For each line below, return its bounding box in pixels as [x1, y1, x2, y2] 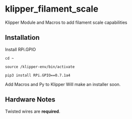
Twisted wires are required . [5, 108, 61, 114]
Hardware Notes [5, 96, 56, 104]
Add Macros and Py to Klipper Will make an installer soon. [5, 81, 121, 87]
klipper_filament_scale [5, 3, 99, 15]
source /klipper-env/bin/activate [5, 64, 75, 69]
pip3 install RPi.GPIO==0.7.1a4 [5, 73, 70, 78]
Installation [5, 34, 40, 42]
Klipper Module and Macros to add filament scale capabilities [5, 19, 128, 25]
